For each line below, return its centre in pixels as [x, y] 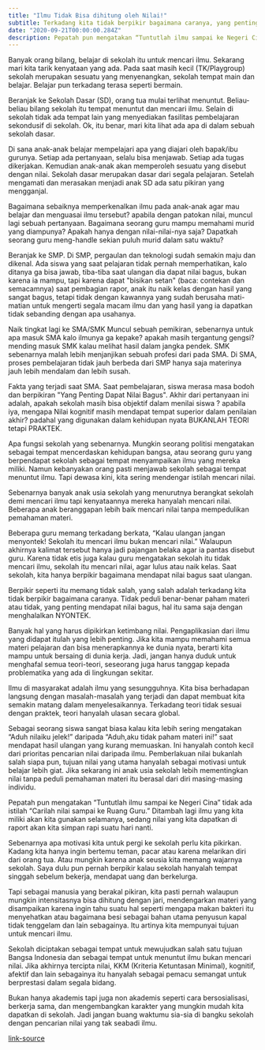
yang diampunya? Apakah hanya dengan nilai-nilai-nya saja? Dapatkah [123, 232]
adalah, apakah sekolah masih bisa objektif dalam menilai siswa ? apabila [127, 403]
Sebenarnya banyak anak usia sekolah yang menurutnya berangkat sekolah [131, 493]
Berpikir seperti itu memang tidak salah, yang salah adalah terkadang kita [127, 591]
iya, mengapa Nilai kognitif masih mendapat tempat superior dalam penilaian [132, 412]
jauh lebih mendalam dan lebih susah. [69, 371]
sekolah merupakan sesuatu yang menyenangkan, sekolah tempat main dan [131, 77]
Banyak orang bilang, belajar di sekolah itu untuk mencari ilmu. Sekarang [126, 60]
